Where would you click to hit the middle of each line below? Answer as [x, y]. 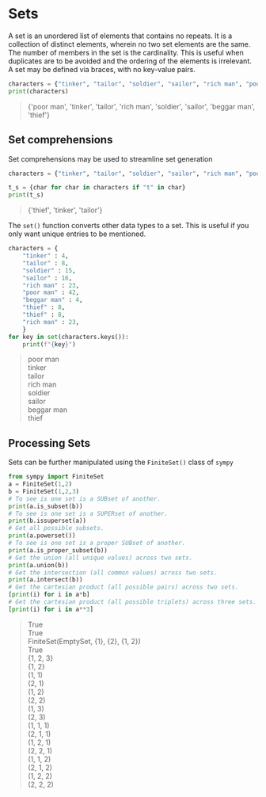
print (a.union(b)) [38, 565]
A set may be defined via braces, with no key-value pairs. [102, 69]
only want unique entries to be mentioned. [77, 234]
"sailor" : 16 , [47, 278]
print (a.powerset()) [42, 536]
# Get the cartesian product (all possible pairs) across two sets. [123, 587]
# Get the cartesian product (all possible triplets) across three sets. [133, 602]
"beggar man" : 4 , [53, 300]
